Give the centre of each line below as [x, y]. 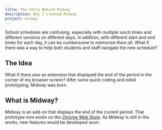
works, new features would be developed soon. [53, 122]
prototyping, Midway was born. [36, 85]
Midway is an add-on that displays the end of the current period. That [75, 112]
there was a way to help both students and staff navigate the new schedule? [81, 48]
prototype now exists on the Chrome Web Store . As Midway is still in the [77, 117]
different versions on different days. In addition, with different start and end [80, 37]
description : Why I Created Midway [41, 14]
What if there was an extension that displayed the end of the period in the [78, 75]
